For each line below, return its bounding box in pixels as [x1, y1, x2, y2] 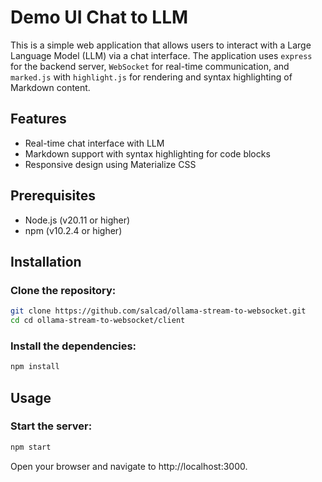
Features [10, 111, 67, 128]
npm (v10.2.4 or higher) [24, 224, 123, 236]
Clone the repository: [10, 283, 117, 297]
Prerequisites [10, 187, 96, 205]
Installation [10, 253, 82, 270]
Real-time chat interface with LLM [24, 137, 165, 149]
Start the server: [10, 419, 93, 433]
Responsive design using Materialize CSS [24, 158, 197, 170]
